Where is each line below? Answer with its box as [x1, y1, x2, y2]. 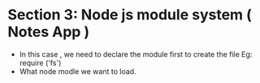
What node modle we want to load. [19, 66, 136, 76]
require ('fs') [19, 58, 62, 68]
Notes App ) [7, 23, 90, 41]
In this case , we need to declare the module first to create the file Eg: [19, 49, 253, 59]
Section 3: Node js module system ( [7, 6, 253, 24]
